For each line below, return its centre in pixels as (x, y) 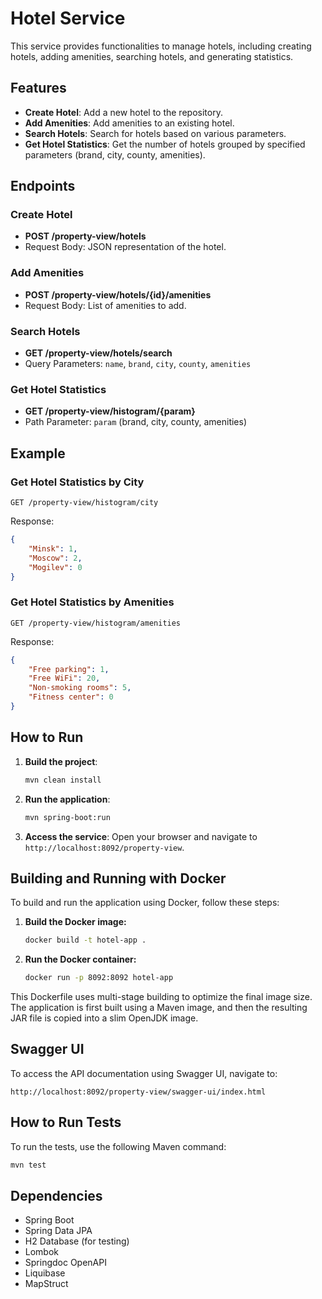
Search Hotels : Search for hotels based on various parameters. (155, 133)
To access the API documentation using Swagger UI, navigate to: (144, 1073)
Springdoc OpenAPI (65, 1263)
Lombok (42, 1252)
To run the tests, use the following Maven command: (118, 1146)
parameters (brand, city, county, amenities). (115, 154)
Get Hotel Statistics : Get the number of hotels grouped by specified (165, 144)
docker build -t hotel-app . (85, 940)
